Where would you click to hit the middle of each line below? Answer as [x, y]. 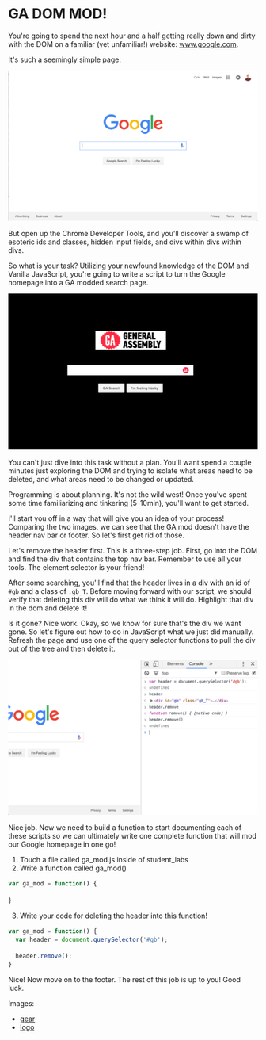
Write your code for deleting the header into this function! [114, 916]
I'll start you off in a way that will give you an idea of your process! [116, 518]
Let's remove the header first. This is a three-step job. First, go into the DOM [133, 551]
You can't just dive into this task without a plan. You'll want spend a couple [130, 463]
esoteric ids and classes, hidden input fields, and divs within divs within [125, 242]
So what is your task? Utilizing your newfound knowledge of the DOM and [129, 266]
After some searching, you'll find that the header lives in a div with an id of [129, 583]
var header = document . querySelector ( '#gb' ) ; [92, 939]
